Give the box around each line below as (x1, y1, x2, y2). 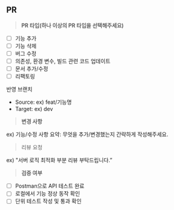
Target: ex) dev (15, 106, 53, 113)
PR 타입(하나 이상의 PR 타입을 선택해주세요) (21, 21, 124, 29)
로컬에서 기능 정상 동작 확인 (15, 190, 81, 197)
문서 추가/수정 (15, 65, 49, 72)
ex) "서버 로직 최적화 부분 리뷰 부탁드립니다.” (6, 157, 113, 164)
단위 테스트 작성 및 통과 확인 (15, 197, 82, 205)
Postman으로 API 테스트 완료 (15, 182, 85, 190)
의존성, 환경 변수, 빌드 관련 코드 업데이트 (15, 58, 111, 64)
